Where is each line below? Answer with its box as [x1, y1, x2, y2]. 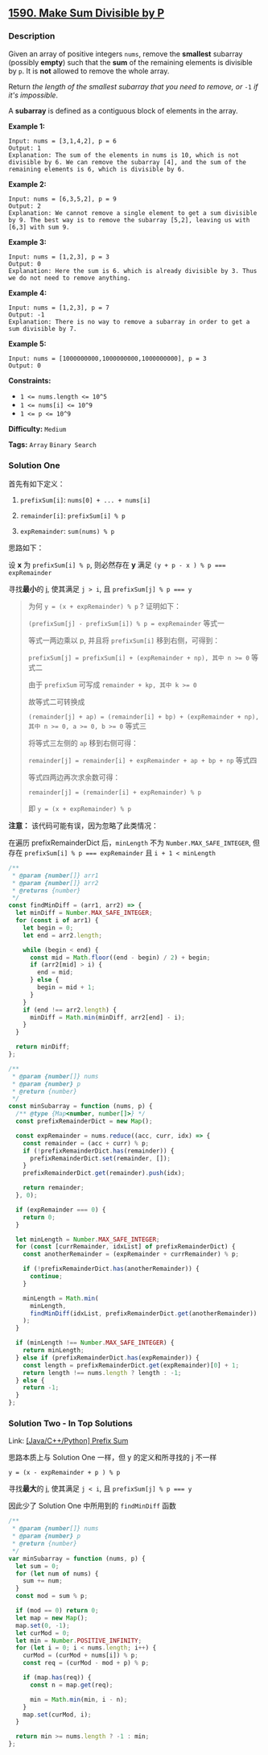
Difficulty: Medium [8, 424, 67, 433]
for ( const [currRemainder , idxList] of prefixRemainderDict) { [15, 1243, 236, 1251]
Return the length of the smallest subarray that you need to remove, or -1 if [8, 81, 259, 91]
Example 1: [8, 121, 46, 131]
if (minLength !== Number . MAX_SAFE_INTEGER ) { [15, 1339, 175, 1347]
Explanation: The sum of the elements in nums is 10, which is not [8, 151, 240, 159]
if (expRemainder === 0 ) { [15, 1206, 106, 1214]
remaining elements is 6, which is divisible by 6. [8, 165, 185, 173]
